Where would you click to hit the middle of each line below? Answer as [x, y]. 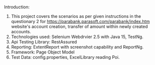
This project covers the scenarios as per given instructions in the [76, 16]
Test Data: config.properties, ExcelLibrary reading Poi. [65, 57]
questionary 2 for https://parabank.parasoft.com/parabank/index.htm [80, 21]
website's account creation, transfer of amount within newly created [79, 26]
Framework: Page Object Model [43, 52]
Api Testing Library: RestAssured [44, 42]
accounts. [21, 32]
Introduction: [17, 7]
